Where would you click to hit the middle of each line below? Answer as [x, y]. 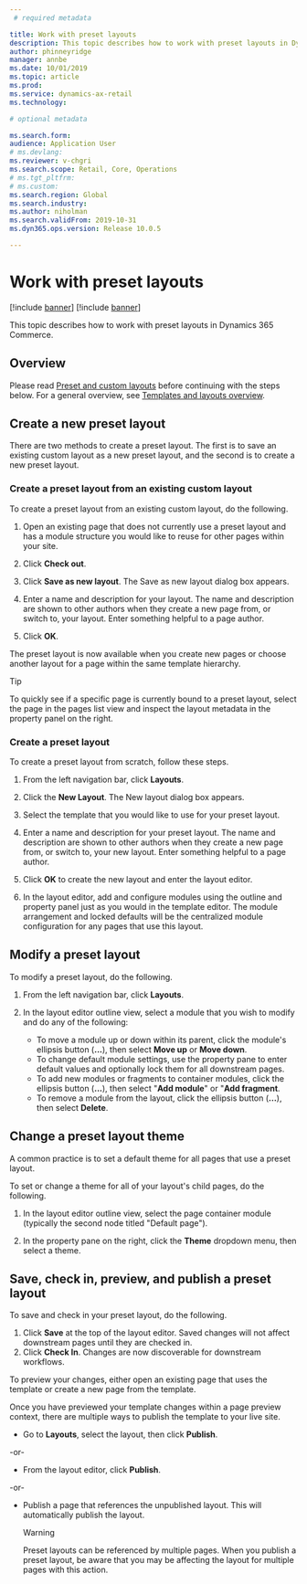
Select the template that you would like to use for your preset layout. [151, 815]
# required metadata [53, 18]
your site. [40, 545]
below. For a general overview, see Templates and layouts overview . [137, 395]
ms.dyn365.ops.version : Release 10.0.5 [85, 229]
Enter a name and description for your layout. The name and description [158, 598]
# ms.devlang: [37, 153]
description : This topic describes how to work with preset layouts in [148, 43]
